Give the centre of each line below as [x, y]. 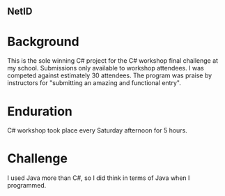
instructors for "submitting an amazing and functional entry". [94, 83]
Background [43, 42]
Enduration [40, 111]
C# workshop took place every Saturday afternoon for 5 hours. [98, 130]
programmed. [27, 186]
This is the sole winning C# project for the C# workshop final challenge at [113, 61]
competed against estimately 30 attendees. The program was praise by [110, 75]
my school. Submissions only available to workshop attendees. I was [106, 68]
